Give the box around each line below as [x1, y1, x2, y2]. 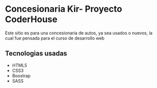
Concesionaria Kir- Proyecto [5, 3, 122, 15]
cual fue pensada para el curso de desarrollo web [5, 35, 105, 41]
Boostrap [12, 72, 31, 79]
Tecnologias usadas [5, 49, 67, 58]
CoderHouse [5, 14, 57, 25]
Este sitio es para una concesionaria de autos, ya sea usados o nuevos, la [5, 30, 153, 36]
